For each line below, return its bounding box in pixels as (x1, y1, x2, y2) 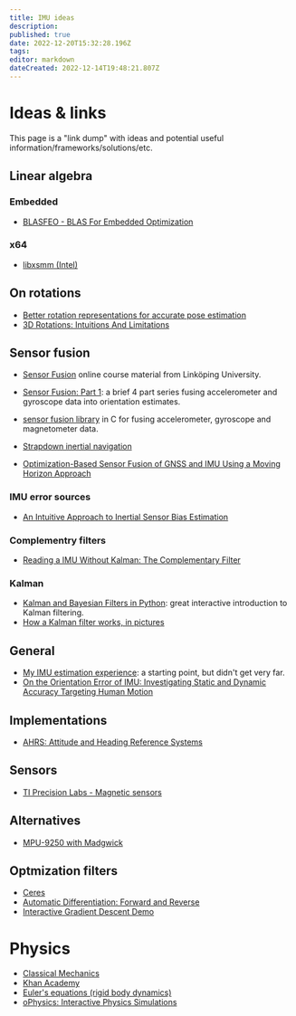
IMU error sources (9, 490, 91, 503)
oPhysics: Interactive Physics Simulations (22, 997, 177, 1008)
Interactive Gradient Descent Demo (22, 907, 155, 917)
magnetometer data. (22, 423, 99, 434)
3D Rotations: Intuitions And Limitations (22, 318, 170, 330)
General (9, 643, 56, 659)
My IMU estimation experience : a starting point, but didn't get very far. (22, 667, 285, 679)
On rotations (9, 286, 81, 301)
